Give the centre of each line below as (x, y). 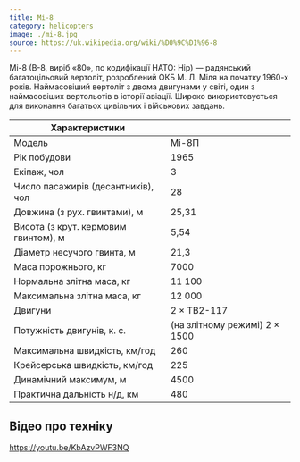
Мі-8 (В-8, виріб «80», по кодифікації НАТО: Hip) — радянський (130, 68)
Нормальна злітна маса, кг (72, 281)
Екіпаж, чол (39, 172)
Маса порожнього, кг (60, 267)
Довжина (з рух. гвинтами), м (79, 213)
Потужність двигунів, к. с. (70, 331)
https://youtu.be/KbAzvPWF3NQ (69, 448)
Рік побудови (42, 157)
